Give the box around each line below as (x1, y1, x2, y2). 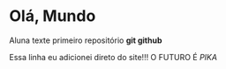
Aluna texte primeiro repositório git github (9, 35, 162, 45)
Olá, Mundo (9, 6, 96, 26)
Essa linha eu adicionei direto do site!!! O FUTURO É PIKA (9, 52, 218, 62)
